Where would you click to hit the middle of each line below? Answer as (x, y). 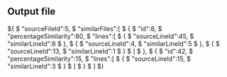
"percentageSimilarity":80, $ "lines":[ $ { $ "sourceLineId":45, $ (101, 36)
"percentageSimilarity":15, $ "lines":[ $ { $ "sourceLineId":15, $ (99, 59)
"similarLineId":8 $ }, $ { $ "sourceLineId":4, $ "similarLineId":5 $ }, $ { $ (113, 43)
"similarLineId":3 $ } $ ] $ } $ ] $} (56, 66)
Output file (32, 12)
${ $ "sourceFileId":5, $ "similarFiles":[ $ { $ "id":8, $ (85, 28)
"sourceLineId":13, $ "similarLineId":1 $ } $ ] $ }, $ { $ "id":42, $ (100, 51)
